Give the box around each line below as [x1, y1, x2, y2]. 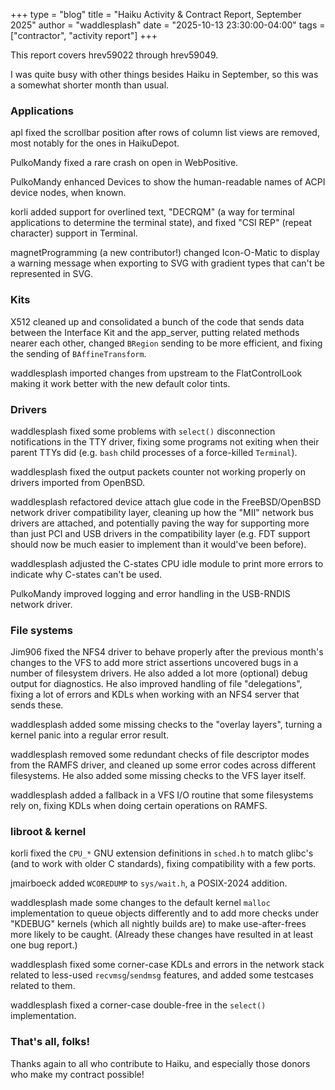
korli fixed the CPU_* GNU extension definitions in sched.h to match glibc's [10, 847, 314, 859]
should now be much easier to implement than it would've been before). [10, 538, 307, 550]
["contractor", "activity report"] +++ [10, 30, 158, 41]
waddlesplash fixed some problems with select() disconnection [10, 425, 276, 437]
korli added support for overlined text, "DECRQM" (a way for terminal [10, 206, 295, 218]
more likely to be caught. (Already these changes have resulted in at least [10, 929, 314, 941]
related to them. [10, 980, 76, 992]
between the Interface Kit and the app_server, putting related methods [10, 326, 300, 338]
